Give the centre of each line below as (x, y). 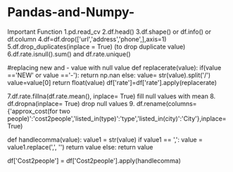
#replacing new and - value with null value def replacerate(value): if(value (114, 67)
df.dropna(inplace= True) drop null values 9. (71, 103)
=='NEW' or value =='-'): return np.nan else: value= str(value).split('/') (109, 75)
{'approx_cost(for (33, 111)
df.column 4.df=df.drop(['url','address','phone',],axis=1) (87, 39)
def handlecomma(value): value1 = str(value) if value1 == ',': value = (105, 139)
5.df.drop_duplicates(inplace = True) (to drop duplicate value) (96, 46)
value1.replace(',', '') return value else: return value (80, 147)
